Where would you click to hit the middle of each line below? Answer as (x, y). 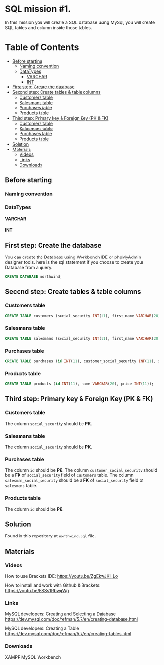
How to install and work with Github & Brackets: (53, 585)
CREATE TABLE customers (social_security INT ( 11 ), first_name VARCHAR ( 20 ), (84, 316)
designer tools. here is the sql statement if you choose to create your (74, 262)
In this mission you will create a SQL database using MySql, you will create (80, 22)
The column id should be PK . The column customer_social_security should (81, 470)
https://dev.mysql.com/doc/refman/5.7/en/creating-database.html (72, 619)
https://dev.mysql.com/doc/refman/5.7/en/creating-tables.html (68, 634)
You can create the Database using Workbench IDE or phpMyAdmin (73, 257)
